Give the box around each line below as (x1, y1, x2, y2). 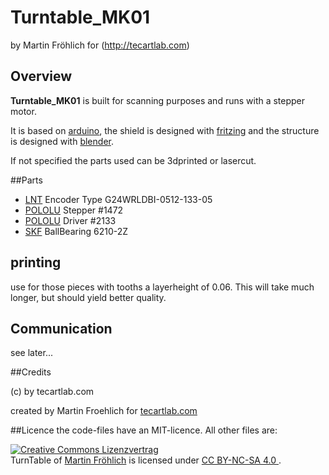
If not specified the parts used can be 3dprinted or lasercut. (10, 154, 257, 166)
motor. (10, 105, 37, 117)
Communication (10, 320, 113, 337)
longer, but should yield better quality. (10, 291, 167, 303)
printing (10, 254, 62, 271)
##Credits (10, 366, 52, 378)
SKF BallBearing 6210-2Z (24, 225, 129, 237)
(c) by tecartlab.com (10, 386, 95, 398)
